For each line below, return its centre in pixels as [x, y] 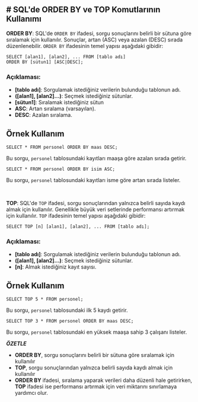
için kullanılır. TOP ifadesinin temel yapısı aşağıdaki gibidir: [76, 215]
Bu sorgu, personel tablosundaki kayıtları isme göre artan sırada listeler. [93, 180]
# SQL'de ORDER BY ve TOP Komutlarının [83, 10]
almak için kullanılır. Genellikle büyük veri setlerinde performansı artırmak [95, 209]
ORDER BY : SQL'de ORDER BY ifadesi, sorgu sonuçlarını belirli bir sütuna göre [99, 33]
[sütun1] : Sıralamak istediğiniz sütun [59, 103]
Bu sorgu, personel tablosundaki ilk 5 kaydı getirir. [67, 310]
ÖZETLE [16, 344]
